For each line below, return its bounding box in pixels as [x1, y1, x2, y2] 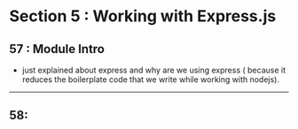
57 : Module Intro [9, 42, 105, 57]
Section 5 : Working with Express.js [9, 6, 277, 27]
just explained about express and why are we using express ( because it [21, 64, 286, 75]
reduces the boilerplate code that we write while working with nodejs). [21, 74, 279, 85]
